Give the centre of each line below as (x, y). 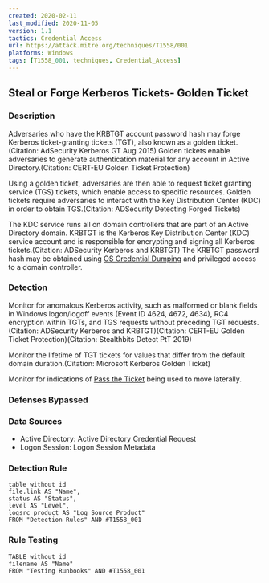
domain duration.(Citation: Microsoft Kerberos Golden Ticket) (110, 363)
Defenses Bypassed (48, 400)
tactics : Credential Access (55, 38)
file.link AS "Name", (45, 492)
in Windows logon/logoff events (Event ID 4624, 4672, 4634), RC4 (118, 313)
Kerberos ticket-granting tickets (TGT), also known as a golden (112, 142)
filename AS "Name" (41, 564)
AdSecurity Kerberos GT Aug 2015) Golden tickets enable (135, 150)
